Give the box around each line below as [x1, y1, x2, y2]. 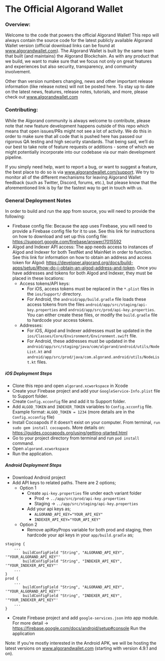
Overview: [5, 21, 31, 28]
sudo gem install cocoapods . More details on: [12, 425, 105, 430]
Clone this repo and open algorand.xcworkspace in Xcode [12, 383, 128, 389]
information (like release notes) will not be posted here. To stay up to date [5, 84, 155, 90]
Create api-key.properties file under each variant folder [27, 490, 142, 496]
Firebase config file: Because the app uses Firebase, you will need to [12, 223, 153, 229]
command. [12, 440, 34, 446]
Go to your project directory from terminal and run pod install [12, 435, 139, 441]
